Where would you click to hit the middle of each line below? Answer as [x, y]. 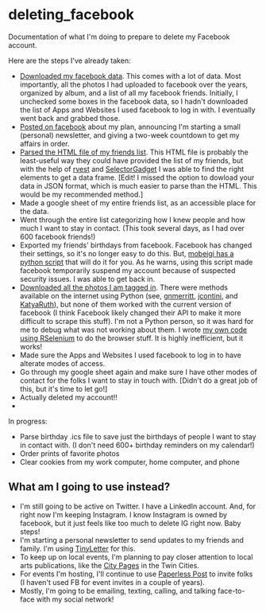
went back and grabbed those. [70, 118]
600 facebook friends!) [58, 236]
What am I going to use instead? [89, 487]
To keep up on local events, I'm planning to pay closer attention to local [136, 557]
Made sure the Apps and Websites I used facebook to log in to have [131, 355]
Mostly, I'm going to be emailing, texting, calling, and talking [118, 591]
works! [31, 346]
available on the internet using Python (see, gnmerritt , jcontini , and [129, 295]
